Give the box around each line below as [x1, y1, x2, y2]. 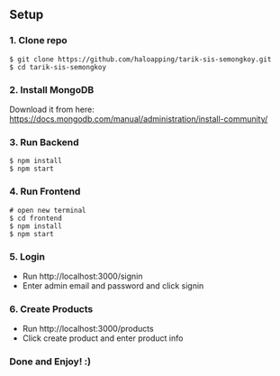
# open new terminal [9, 206, 87, 215]
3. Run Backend [9, 135, 79, 148]
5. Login [9, 250, 45, 262]
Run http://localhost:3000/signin [22, 271, 143, 281]
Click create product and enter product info [22, 333, 184, 344]
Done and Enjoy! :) [9, 355, 92, 368]
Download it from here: [9, 104, 95, 115]
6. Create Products [9, 302, 94, 315]
